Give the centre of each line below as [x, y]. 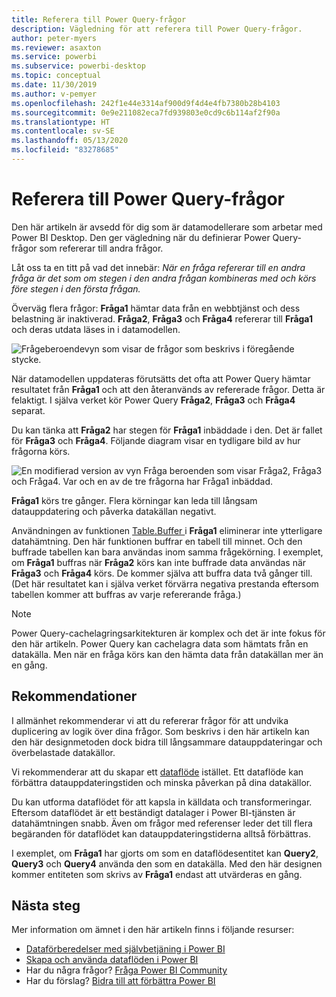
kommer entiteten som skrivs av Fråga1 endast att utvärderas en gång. [157, 874]
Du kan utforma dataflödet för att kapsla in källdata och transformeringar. [162, 802]
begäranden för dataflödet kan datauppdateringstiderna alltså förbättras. [161, 833]
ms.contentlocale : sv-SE [63, 131]
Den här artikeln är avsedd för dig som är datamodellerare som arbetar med [167, 227]
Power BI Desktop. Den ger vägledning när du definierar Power [141, 237]
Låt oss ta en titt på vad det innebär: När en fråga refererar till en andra [158, 267]
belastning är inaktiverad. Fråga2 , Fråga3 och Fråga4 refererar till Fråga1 [162, 318]
